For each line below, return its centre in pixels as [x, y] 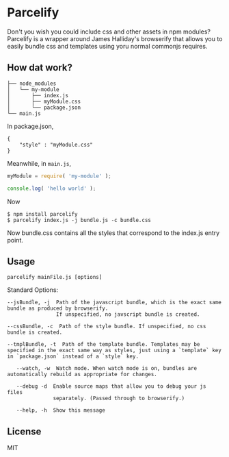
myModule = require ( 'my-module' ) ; [59, 176]
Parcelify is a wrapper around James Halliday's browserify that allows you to [115, 38]
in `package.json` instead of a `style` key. [73, 357]
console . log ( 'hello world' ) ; [52, 188]
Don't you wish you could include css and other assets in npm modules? [109, 32]
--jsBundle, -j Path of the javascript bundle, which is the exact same [114, 303]
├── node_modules [32, 84]
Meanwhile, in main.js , [39, 163]
